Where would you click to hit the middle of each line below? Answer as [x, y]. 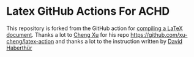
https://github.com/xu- [159, 34]
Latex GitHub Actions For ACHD [88, 11]
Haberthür [19, 48]
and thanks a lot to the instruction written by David [119, 41]
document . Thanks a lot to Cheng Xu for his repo [68, 34]
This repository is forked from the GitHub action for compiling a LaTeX [95, 28]
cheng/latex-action [30, 41]
